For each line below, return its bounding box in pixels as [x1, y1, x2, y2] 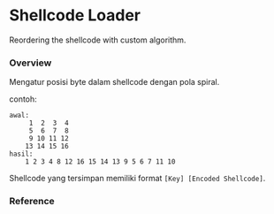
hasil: [9, 149, 34, 159]
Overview [9, 57, 52, 69]
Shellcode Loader [9, 5, 141, 26]
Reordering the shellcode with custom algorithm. [9, 34, 186, 45]
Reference [9, 195, 55, 208]
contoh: [9, 94, 37, 104]
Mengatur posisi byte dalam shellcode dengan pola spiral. [9, 77, 220, 88]
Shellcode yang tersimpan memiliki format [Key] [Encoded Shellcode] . [9, 173, 266, 184]
